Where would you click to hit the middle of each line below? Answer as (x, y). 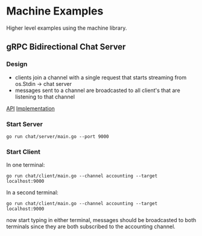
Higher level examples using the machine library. (67, 28)
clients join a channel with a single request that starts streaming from (101, 77)
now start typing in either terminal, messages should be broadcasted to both (101, 220)
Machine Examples (55, 11)
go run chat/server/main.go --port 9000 (58, 136)
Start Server (25, 124)
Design (17, 64)
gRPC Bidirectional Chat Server (66, 47)
